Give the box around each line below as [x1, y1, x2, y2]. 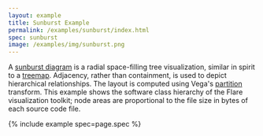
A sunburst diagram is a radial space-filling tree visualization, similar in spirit [8, 62, 256, 72]
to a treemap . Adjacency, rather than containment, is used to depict [8, 71, 227, 80]
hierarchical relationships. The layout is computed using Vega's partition [8, 79, 243, 89]
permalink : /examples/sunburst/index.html [8, 26, 150, 34]
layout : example [8, 11, 61, 20]
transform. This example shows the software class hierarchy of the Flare [8, 87, 243, 97]
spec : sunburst [8, 33, 58, 42]
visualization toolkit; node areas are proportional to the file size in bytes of [8, 96, 248, 105]
